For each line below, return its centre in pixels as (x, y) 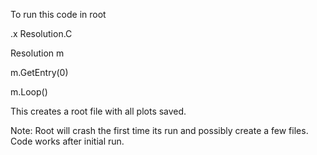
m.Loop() (29, 92)
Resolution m (37, 53)
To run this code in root (58, 14)
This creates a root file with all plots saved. (98, 111)
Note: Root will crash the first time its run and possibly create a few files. (159, 130)
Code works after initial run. (67, 141)
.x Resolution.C (41, 33)
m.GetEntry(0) (39, 72)
